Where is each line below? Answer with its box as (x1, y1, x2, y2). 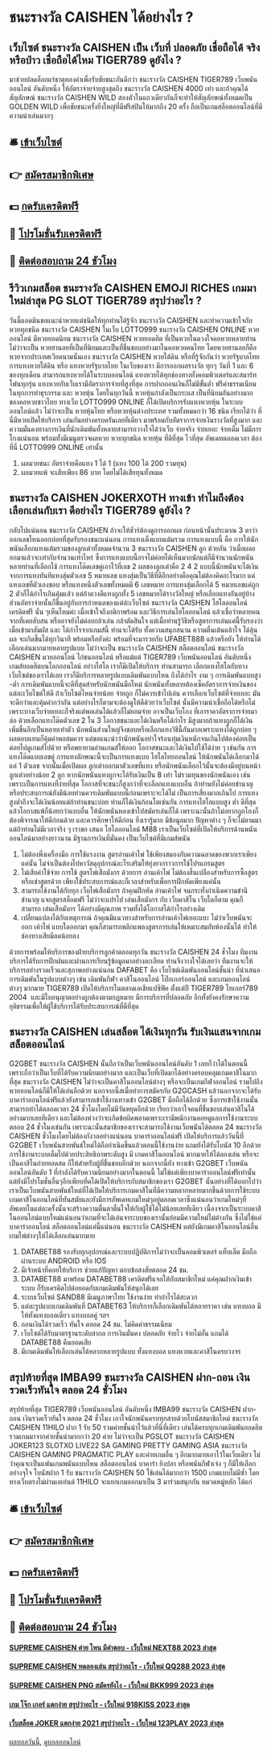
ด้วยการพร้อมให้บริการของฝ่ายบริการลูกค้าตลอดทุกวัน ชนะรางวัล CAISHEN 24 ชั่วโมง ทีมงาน (9, 947, 258, 956)
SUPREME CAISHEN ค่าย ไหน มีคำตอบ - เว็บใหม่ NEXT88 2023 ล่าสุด (9, 1642, 216, 1652)
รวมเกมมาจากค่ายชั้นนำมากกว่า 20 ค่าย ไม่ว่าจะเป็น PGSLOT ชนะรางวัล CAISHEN (9, 1431, 235, 1441)
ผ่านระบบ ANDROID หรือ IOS (20, 1256, 107, 1266)
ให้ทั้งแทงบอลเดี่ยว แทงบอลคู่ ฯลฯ (20, 1311, 109, 1320)
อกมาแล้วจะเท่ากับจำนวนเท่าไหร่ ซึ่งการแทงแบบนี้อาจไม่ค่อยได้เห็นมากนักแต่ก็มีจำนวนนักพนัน (9, 552, 254, 562)
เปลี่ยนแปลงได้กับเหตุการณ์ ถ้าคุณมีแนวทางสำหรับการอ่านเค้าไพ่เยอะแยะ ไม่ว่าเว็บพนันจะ (20, 912, 253, 922)
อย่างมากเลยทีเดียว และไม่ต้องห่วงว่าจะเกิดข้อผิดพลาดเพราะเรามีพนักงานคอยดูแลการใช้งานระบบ (9, 1113, 258, 1123)
